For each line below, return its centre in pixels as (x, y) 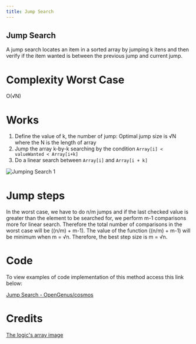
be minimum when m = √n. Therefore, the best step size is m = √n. (87, 237)
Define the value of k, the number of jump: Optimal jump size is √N (95, 136)
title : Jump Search (30, 12)
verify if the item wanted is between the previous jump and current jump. (94, 56)
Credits (24, 319)
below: (14, 283)
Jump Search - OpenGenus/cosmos (50, 295)
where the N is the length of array (55, 143)
